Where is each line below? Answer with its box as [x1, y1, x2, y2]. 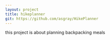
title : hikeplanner [5, 12, 46, 17]
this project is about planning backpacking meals [5, 30, 106, 36]
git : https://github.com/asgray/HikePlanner [5, 16, 99, 21]
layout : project [5, 7, 39, 12]
